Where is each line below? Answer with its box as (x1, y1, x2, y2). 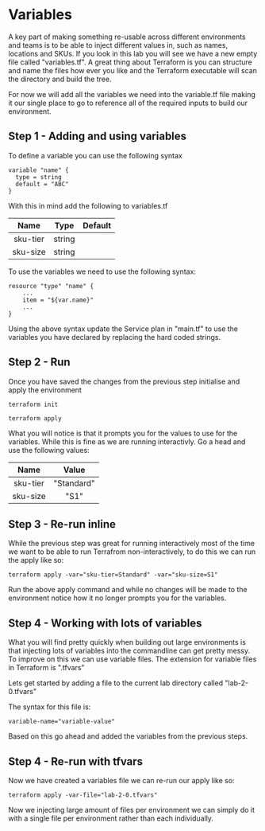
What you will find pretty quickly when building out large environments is (8, 638, 246, 647)
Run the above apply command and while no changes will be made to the (8, 585, 248, 595)
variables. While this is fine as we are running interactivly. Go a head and (8, 436, 246, 447)
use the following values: (8, 445, 90, 455)
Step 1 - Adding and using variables (8, 130, 187, 143)
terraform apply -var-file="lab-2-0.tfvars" (8, 791, 158, 799)
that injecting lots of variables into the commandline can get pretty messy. (8, 646, 251, 656)
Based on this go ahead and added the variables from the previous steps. (8, 732, 248, 741)
